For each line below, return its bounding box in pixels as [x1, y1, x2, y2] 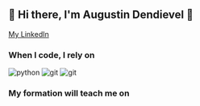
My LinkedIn [8, 29, 50, 39]
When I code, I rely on [8, 49, 95, 60]
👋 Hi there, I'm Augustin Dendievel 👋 [8, 8, 194, 22]
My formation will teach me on [8, 88, 130, 99]
